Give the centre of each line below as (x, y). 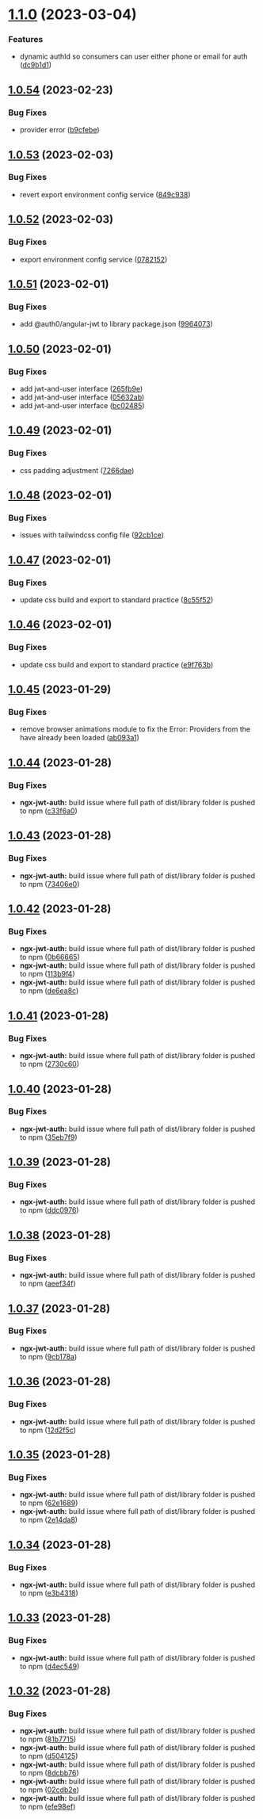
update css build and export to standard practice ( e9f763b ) (116, 664)
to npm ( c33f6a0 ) (48, 811)
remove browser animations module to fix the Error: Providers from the (135, 729)
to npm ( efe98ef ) (48, 1807)
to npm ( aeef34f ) (48, 1284)
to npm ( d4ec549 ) (50, 1666)
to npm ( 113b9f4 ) (47, 974)
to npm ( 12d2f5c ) (48, 1430)
